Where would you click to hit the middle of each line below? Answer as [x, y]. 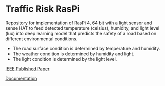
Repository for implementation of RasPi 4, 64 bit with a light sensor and [79, 23]
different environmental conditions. [41, 39]
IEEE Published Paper [27, 69]
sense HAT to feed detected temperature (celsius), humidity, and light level [82, 28]
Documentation [21, 78]
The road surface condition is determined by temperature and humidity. [86, 48]
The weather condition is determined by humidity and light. [73, 54]
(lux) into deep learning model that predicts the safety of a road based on [81, 33]
